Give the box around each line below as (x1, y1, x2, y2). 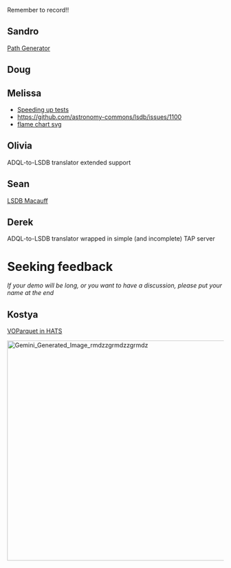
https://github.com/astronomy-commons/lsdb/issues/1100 (16, 113, 182, 121)
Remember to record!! (7, 6, 69, 14)
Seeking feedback (7, 259, 113, 274)
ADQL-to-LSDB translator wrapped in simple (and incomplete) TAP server (7, 234, 215, 243)
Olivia (7, 140, 33, 152)
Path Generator (7, 44, 50, 52)
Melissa (7, 87, 42, 99)
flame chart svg (16, 120, 62, 129)
